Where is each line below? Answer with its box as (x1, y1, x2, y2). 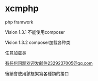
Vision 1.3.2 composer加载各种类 (5, 40, 71, 45)
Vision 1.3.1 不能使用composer (5, 29, 65, 35)
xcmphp (5, 3, 39, 14)
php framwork (5, 19, 33, 25)
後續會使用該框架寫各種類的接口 (5, 70, 69, 76)
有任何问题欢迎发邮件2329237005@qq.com (5, 60, 93, 66)
